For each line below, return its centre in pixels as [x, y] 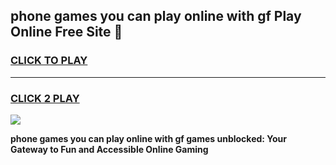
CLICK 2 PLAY [45, 98]
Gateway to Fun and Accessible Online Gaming [109, 149]
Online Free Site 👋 [66, 32]
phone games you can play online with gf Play [156, 16]
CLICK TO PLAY [49, 61]
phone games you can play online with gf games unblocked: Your [148, 138]
